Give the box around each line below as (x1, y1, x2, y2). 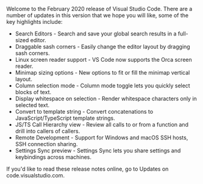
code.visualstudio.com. (6, 172, 65, 179)
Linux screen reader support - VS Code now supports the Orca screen (15, 56, 192, 63)
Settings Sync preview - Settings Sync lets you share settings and (15, 147, 181, 154)
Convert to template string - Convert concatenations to (15, 108, 154, 115)
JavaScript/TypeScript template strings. (15, 114, 115, 122)
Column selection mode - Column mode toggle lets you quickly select (15, 82, 190, 89)
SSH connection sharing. (15, 141, 78, 147)
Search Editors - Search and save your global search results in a (15, 30, 177, 37)
